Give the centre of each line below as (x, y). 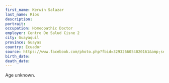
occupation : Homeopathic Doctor (39, 28)
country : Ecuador (23, 47)
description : (19, 19)
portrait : (16, 24)
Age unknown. (20, 75)
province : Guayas (23, 42)
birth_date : (18, 56)
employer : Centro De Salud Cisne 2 (43, 33)
